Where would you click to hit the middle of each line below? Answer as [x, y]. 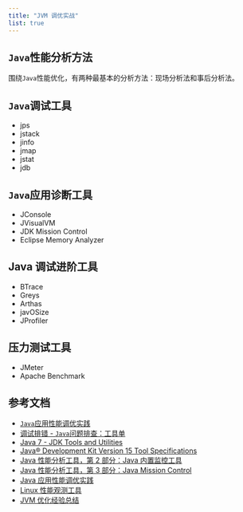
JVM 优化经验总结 [49, 500]
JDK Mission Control [53, 231]
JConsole [35, 214]
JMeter [31, 367]
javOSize [34, 312]
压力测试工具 [40, 348]
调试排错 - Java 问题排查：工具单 [73, 433]
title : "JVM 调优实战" [43, 16]
